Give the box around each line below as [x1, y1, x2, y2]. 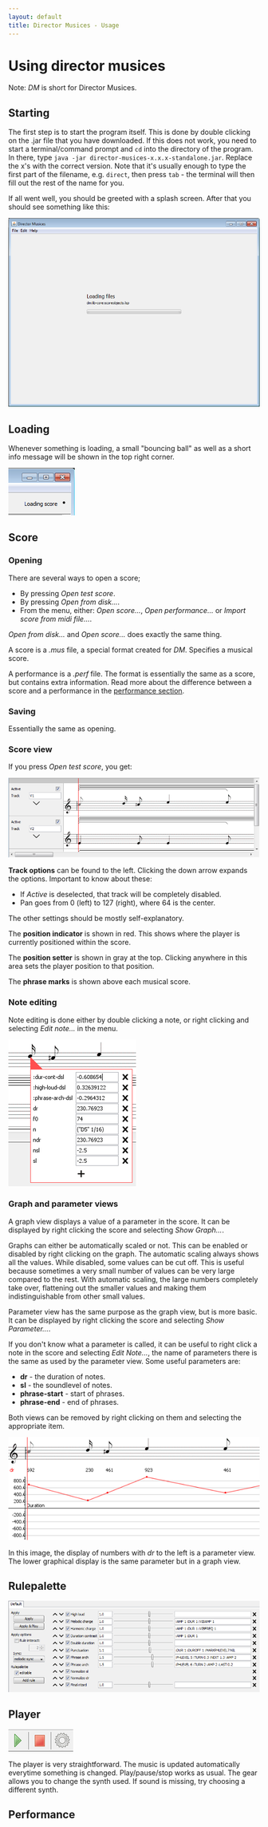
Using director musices [8, 57, 166, 75]
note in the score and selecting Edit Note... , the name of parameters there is [8, 1347, 258, 1357]
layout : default [8, 13, 62, 21]
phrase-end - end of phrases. [19, 1397, 120, 1406]
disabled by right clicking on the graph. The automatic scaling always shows [8, 1249, 259, 1259]
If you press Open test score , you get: [8, 762, 133, 772]
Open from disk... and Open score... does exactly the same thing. [8, 629, 223, 639]
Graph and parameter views [8, 1198, 118, 1209]
